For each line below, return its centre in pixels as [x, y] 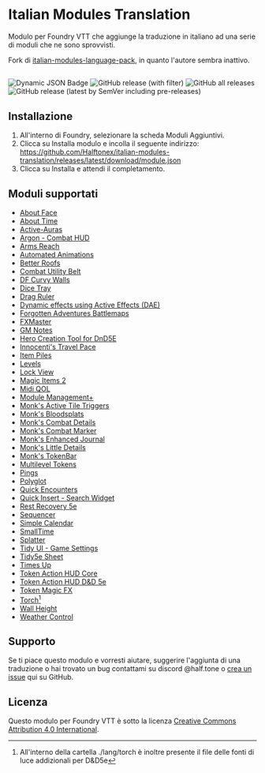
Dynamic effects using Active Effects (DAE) [90, 305]
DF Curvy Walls [45, 280]
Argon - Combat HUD [54, 238]
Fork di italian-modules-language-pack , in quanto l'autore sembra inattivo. [129, 60]
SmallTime [37, 531]
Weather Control [46, 617]
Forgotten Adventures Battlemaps [74, 313]
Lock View [37, 372]
